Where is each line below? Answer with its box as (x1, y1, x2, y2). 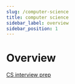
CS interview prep (6, 71, 51, 79)
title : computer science (6, 14, 69, 20)
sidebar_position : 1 (6, 25, 59, 32)
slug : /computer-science (6, 8, 69, 15)
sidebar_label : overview (6, 20, 69, 26)
